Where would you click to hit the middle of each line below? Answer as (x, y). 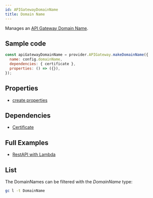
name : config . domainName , (36, 59)
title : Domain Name (25, 14)
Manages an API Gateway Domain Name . (47, 28)
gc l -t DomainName (25, 191)
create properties (30, 100)
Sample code (26, 43)
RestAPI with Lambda (34, 154)
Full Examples (27, 143)
